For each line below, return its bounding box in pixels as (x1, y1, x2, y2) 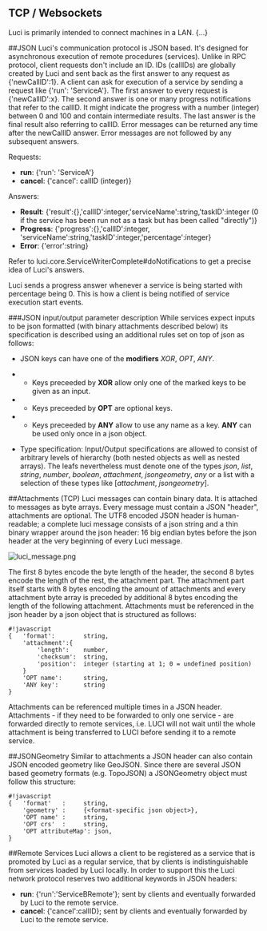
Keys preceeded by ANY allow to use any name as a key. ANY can (31, 420, 252, 430)
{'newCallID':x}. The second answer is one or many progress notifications (8, 93, 252, 103)
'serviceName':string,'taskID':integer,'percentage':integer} (19, 232, 212, 242)
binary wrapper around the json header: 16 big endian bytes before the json (8, 527, 257, 537)
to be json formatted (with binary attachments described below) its (8, 321, 229, 331)
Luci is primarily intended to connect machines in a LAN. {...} (8, 27, 209, 37)
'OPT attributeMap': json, (22, 827, 113, 835)
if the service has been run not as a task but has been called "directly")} (19, 215, 258, 225)
